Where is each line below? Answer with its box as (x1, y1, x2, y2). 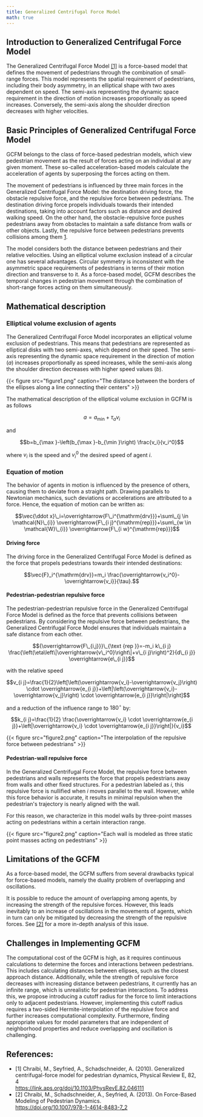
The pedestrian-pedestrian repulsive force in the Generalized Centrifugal (6, 604, 188, 612)
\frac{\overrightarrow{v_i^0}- (107, 571, 180, 578)
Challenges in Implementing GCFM (6, 938, 141, 949)
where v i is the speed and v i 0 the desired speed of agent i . (6, 450, 153, 460)
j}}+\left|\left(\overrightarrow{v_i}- (92, 685, 178, 692)
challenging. (6, 1032, 38, 1039)
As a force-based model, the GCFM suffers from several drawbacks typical (6, 870, 194, 878)
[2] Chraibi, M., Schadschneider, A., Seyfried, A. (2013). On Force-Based (15, 1091, 196, 1098)
